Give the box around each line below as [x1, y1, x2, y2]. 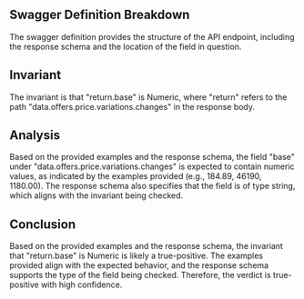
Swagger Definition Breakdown [9, 7, 190, 23]
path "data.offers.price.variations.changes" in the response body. [9, 101, 256, 112]
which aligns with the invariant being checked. [9, 190, 184, 201]
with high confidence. [40, 279, 123, 290]
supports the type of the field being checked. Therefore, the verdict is [9, 270, 271, 281]
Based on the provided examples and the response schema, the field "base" [9, 152, 296, 163]
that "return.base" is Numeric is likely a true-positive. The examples [9, 250, 264, 262]
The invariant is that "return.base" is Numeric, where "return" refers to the [9, 91, 288, 103]
